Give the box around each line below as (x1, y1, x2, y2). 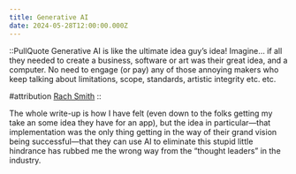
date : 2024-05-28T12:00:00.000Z (9, 21, 128, 30)
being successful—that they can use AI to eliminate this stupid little (9, 136, 254, 147)
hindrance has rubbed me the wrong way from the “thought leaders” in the (9, 145, 281, 155)
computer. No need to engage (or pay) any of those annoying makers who (9, 64, 279, 75)
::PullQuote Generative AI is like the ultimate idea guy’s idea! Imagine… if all (9, 45, 283, 56)
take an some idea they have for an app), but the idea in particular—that (9, 117, 271, 128)
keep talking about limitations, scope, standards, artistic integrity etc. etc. (9, 73, 277, 84)
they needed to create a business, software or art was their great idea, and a (9, 55, 288, 65)
